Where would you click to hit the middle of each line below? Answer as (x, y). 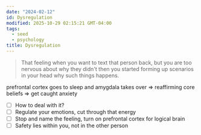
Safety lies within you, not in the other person (72, 126)
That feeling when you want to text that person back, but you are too (106, 62)
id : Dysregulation (29, 17)
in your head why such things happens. (70, 75)
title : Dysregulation (33, 46)
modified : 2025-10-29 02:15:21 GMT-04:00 (59, 23)
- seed (20, 34)
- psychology (28, 40)
